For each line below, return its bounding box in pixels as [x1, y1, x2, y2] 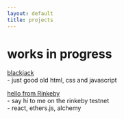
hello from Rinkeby [7, 89, 60, 98]
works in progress [7, 46, 112, 62]
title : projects [7, 17, 53, 23]
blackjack [7, 69, 34, 77]
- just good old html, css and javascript [7, 76, 118, 85]
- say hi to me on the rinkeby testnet [7, 97, 110, 105]
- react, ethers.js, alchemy [7, 104, 82, 112]
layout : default [7, 10, 53, 17]
